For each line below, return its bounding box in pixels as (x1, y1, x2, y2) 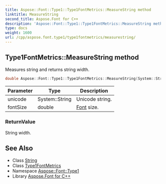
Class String (12, 157, 38, 163)
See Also (5, 144, 33, 153)
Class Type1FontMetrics (12, 162, 61, 169)
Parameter (7, 87, 33, 94)
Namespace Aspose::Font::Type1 (12, 168, 79, 174)
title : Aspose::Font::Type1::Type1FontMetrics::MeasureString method (5, 7, 152, 12)
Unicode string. (76, 95, 112, 102)
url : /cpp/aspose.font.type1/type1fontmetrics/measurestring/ (5, 35, 136, 40)
